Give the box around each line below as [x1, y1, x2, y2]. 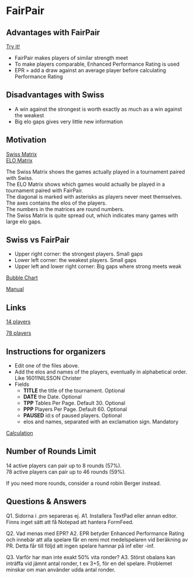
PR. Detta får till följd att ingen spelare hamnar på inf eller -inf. [6, 542, 155, 549]
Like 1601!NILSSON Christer [14, 375, 82, 382]
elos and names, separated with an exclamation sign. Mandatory [23, 418, 179, 426]
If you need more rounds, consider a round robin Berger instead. [6, 480, 161, 487]
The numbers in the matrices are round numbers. [6, 205, 124, 212]
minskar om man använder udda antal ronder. [6, 566, 116, 573]
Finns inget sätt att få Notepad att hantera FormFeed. [6, 518, 134, 525]
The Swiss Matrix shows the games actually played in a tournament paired [6, 168, 185, 175]
